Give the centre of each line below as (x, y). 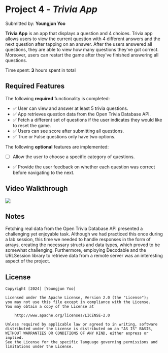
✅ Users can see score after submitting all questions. (68, 131)
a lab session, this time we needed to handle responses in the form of (78, 240)
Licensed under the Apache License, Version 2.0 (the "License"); (77, 298)
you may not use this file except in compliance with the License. (78, 302)
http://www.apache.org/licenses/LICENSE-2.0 (62, 316)
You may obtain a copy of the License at (50, 307)
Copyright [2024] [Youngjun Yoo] (41, 289)
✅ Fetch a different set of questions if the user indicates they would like (87, 120)
